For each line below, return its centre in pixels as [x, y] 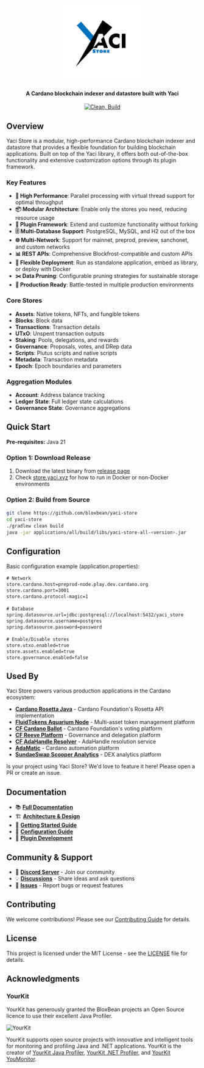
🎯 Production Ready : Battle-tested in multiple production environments [104, 285]
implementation [35, 716]
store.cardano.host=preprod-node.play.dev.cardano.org [77, 584]
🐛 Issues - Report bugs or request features [69, 885]
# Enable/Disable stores [38, 639]
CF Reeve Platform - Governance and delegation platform [88, 735]
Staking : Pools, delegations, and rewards [67, 340]
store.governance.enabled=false [47, 658]
